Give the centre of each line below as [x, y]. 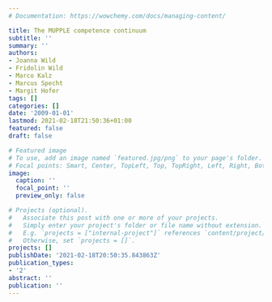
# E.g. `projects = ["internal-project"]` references [104, 233]
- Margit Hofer [34, 91]
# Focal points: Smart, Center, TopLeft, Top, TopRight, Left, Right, [130, 166]
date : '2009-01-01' [41, 113]
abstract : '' [30, 278]
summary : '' [28, 45]
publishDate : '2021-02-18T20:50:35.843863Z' [85, 256]
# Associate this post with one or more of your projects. [114, 218]
